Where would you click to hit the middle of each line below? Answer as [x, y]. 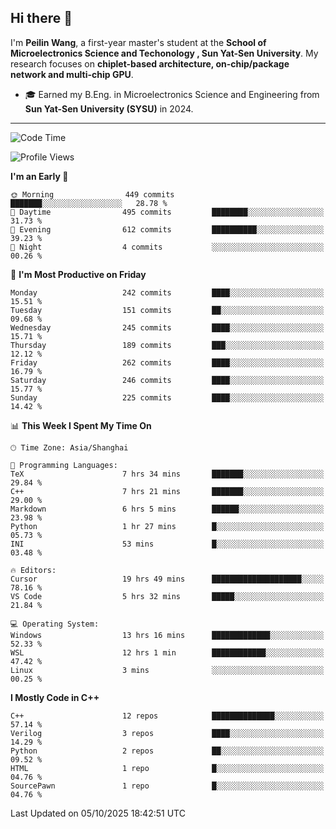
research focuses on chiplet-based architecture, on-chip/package [150, 63]
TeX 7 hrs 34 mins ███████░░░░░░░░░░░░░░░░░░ [167, 474]
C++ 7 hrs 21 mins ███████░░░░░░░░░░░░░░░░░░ [167, 491]
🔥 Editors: [33, 570]
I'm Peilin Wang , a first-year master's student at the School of [138, 42]
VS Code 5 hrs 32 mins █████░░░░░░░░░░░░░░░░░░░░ [167, 596]
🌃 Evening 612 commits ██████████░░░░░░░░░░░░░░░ [167, 229]
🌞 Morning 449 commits [92, 194]
